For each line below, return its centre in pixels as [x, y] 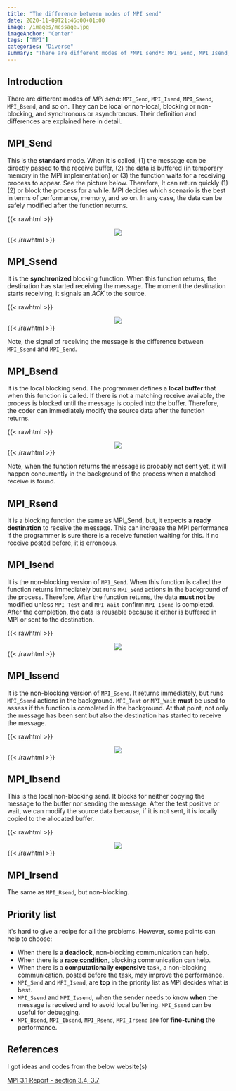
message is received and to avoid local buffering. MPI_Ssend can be [114, 1005]
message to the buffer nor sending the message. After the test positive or [113, 803]
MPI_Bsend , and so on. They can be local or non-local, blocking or [101, 106]
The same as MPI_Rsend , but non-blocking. [68, 892]
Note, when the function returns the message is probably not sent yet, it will [117, 467]
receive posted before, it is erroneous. [63, 543]
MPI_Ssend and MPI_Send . [42, 349]
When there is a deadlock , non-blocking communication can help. [113, 953]
